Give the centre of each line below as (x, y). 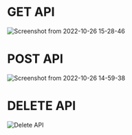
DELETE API (42, 106)
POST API (35, 59)
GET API (31, 12)
